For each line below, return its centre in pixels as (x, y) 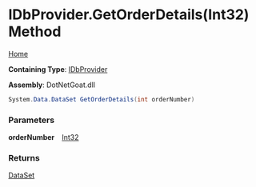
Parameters (31, 120)
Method (35, 32)
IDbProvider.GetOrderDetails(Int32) (129, 15)
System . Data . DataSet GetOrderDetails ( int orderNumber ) (102, 99)
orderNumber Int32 (44, 137)
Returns (24, 158)
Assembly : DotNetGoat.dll (52, 85)
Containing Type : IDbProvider (58, 69)
